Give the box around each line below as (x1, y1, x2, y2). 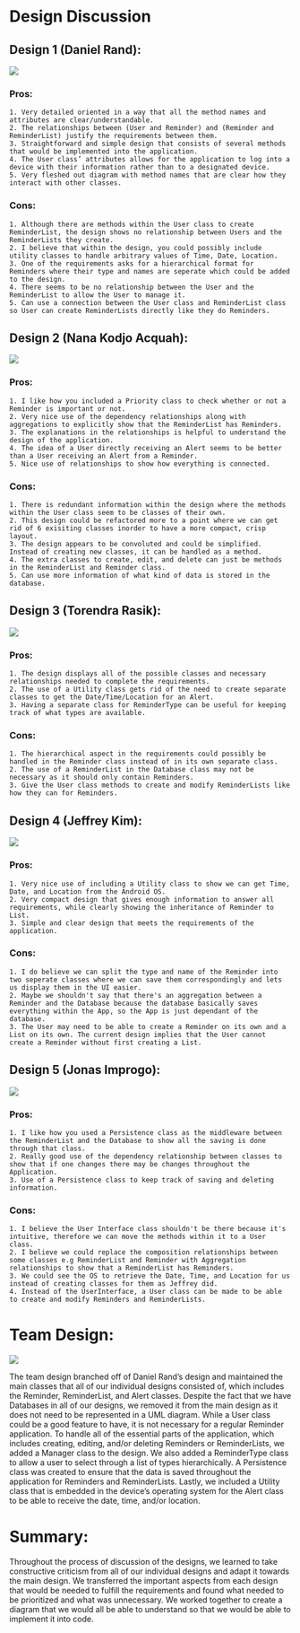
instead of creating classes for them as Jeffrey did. (9, 1279, 219, 1288)
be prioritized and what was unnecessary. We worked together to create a (9, 1594, 283, 1605)
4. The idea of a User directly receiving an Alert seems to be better (9, 443, 282, 452)
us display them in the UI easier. (9, 982, 142, 992)
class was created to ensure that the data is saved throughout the (9, 1467, 252, 1478)
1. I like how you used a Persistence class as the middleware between (9, 1128, 282, 1137)
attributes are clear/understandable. (9, 116, 154, 125)
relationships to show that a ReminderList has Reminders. (9, 1263, 235, 1273)
